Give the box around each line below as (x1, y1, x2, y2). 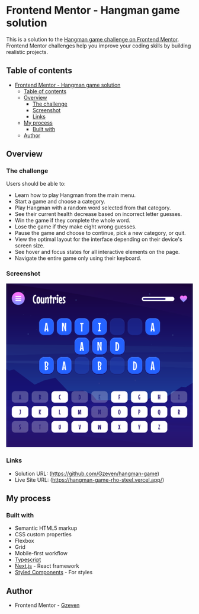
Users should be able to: (6, 180, 66, 187)
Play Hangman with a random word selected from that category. (14, 204, 171, 211)
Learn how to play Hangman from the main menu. (14, 192, 136, 199)
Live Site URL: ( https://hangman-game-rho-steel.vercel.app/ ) (14, 476, 165, 483)
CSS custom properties (14, 531, 72, 538)
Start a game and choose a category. (14, 198, 105, 205)
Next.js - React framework (14, 562, 79, 570)
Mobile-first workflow (14, 550, 68, 557)
